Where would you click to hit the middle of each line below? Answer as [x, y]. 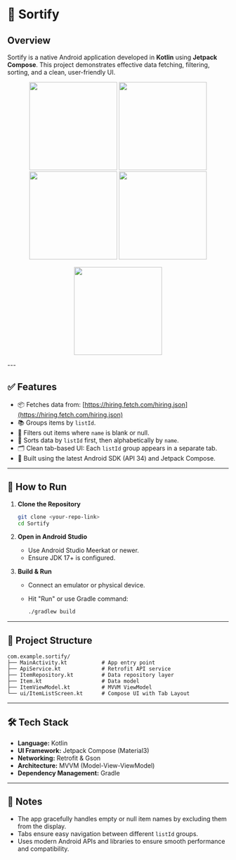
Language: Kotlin [42, 743]
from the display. [42, 826]
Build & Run [34, 572]
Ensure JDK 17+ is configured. [72, 558]
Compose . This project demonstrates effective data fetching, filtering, [109, 65]
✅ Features [32, 387]
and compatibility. [43, 849]
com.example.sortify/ [39, 657]
